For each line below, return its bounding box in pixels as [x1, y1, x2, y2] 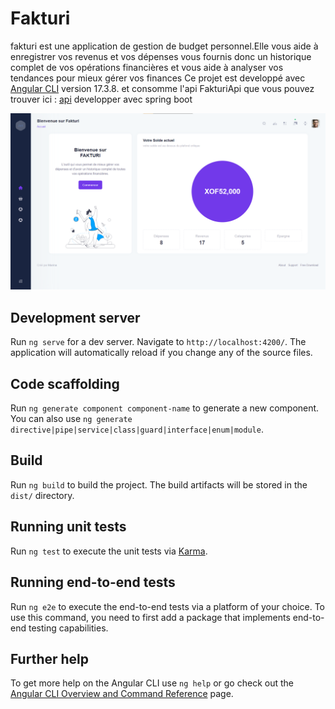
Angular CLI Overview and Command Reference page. [10, 688, 234, 700]
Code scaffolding [10, 375, 120, 392]
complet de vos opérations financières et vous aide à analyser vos [10, 61, 284, 73]
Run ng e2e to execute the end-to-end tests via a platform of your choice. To [10, 600, 326, 612]
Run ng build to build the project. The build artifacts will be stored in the [10, 478, 308, 491]
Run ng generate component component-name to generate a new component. [10, 402, 320, 414]
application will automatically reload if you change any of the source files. [10, 347, 313, 359]
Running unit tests [10, 518, 127, 536]
